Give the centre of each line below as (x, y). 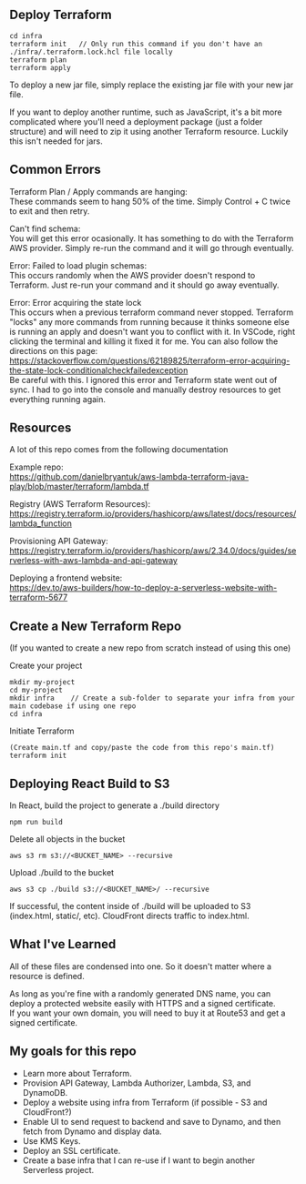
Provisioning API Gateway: (59, 541)
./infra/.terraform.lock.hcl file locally (91, 52)
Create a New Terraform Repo (96, 626)
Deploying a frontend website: (66, 578)
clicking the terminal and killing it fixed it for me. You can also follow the (144, 341)
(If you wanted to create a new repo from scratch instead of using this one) (150, 648)
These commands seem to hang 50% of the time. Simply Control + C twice (150, 201)
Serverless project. (58, 1169)
